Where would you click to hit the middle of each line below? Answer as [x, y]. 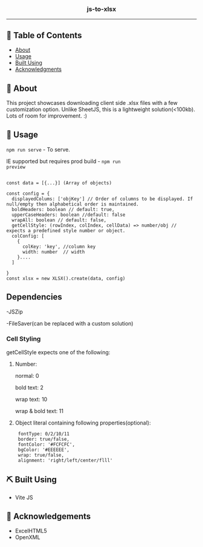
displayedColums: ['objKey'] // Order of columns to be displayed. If [102, 199]
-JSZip [14, 312]
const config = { [28, 193]
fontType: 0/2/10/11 [43, 434]
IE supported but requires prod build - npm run [63, 161]
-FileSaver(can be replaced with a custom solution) [70, 323]
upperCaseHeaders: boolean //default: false [69, 215]
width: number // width [53, 252]
